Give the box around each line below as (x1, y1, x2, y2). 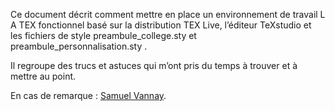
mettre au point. (10, 70, 77, 82)
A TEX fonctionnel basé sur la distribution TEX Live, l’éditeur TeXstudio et (10, 19, 312, 31)
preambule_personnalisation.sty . (10, 40, 148, 52)
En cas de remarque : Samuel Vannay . (10, 90, 167, 101)
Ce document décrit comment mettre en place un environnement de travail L (10, 9, 326, 20)
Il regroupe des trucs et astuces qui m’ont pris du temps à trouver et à (10, 60, 298, 71)
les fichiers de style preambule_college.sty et (10, 30, 197, 41)
